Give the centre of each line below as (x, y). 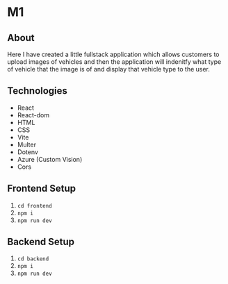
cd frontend (34, 206)
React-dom (33, 115)
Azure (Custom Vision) (50, 159)
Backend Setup (41, 242)
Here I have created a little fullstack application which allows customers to (113, 54)
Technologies (38, 91)
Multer (27, 144)
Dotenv (27, 152)
